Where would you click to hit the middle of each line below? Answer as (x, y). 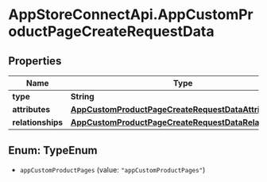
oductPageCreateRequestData (111, 31)
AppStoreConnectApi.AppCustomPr (131, 15)
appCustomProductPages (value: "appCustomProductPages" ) (112, 169)
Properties (35, 61)
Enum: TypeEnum (53, 151)
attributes (31, 109)
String (82, 97)
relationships (38, 122)
